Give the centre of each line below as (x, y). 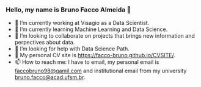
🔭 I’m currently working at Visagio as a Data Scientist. (82, 23)
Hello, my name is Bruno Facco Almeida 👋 (68, 10)
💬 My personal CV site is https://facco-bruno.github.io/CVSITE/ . (95, 55)
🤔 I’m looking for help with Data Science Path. (72, 49)
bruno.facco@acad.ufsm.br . (50, 77)
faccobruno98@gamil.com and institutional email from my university (100, 71)
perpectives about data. (45, 43)
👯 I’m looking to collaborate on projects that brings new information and (104, 36)
